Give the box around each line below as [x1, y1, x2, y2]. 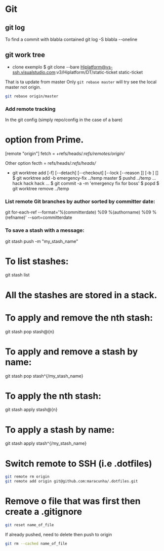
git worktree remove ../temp [12, 185, 69, 192]
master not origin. [5, 84, 41, 90]
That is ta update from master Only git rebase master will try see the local [5, 78, 157, 85]
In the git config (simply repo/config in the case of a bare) [5, 117, 123, 123]
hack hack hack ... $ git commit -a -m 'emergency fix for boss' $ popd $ [12, 180, 160, 186]
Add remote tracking [5, 105, 56, 112]
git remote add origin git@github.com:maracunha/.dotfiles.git [5, 479, 138, 484]
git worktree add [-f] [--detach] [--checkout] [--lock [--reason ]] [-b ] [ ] [12, 170, 159, 176]
